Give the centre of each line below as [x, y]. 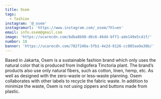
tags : [11, 14]
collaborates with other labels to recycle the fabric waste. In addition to [77, 81]
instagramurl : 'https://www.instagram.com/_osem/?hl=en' [64, 28]
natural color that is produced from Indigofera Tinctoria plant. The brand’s [79, 65]
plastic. [12, 91]
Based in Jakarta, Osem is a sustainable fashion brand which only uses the [80, 60]
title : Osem [17, 10]
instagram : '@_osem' [26, 23]
